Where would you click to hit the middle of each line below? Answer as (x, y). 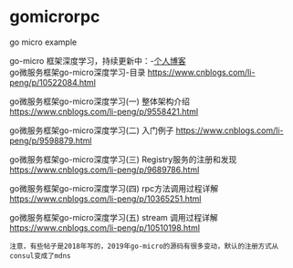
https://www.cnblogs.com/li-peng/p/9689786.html (105, 170)
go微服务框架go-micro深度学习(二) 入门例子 (92, 130)
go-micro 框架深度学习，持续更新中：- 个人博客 (98, 60)
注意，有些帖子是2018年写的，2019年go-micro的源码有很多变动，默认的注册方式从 (144, 246)
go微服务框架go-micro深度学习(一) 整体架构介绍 (99, 101)
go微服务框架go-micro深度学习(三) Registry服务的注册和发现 (123, 159)
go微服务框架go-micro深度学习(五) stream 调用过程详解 (114, 217)
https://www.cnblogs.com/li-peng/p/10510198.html (105, 227)
